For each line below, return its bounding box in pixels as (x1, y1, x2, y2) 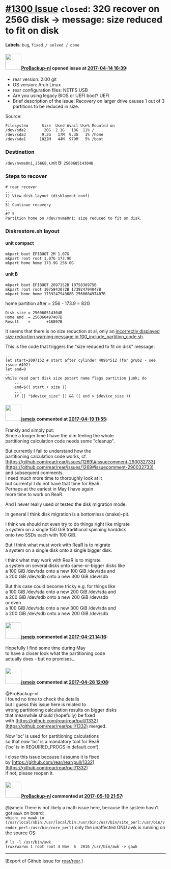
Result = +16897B (5, 319, 63, 324)
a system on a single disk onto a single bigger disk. (5, 547, 112, 553)
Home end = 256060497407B (5, 315, 63, 320)
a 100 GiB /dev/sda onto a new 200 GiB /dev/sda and (5, 589, 116, 595)
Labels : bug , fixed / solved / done (5, 41, 80, 48)
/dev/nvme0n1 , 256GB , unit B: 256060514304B (5, 160, 94, 166)
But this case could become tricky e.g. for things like (5, 583, 116, 590)
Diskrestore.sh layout (5, 227, 60, 234)
